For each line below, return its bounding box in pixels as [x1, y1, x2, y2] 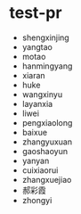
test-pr [9, 3, 62, 23]
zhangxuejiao [21, 174, 72, 185]
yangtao [21, 41, 53, 52]
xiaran [21, 70, 46, 80]
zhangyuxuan [21, 136, 73, 147]
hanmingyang [21, 61, 73, 71]
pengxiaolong [21, 117, 73, 128]
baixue [21, 127, 47, 137]
